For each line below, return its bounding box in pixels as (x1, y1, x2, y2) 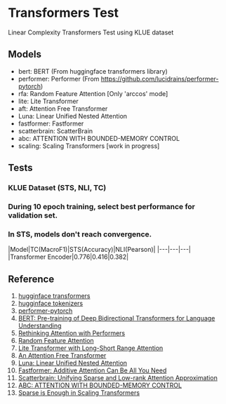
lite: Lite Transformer (18, 97, 79, 105)
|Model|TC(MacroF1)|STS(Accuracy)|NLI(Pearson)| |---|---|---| (8, 245, 192, 254)
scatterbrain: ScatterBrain (18, 126, 93, 135)
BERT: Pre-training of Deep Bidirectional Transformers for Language (18, 314, 215, 323)
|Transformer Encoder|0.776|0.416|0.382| (8, 252, 129, 261)
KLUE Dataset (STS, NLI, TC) (8, 183, 107, 193)
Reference (8, 273, 55, 285)
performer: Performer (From (18, 74, 100, 83)
